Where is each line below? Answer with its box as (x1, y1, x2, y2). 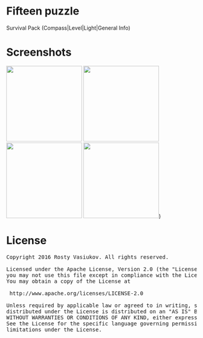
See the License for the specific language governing (6, 320, 169, 327)
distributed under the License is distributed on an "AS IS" (6, 308, 192, 315)
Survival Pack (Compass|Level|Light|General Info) (6, 24, 131, 31)
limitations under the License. (6, 326, 102, 333)
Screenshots (6, 45, 72, 59)
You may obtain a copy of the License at (6, 278, 131, 285)
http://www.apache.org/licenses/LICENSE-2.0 (9, 290, 144, 297)
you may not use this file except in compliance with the (6, 271, 182, 279)
